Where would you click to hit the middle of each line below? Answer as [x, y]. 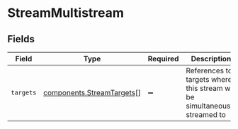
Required [163, 59]
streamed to [206, 115]
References [205, 70]
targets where [209, 79]
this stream [204, 88]
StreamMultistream [66, 13]
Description [211, 59]
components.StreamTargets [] [92, 93]
